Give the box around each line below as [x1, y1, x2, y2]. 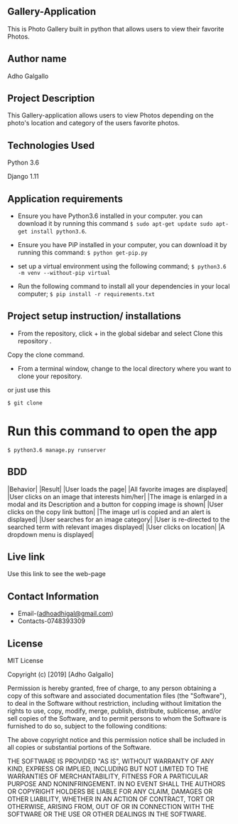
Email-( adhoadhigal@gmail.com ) [17, 609, 114, 618]
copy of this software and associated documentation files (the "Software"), [7, 692, 227, 700]
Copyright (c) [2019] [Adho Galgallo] [7, 670, 114, 679]
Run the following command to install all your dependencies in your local [17, 282, 230, 291]
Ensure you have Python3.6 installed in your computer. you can [17, 212, 203, 220]
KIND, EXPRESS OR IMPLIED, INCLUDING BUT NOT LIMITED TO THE [7, 765, 209, 773]
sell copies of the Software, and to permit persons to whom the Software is [7, 714, 227, 723]
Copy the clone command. [7, 350, 85, 359]
